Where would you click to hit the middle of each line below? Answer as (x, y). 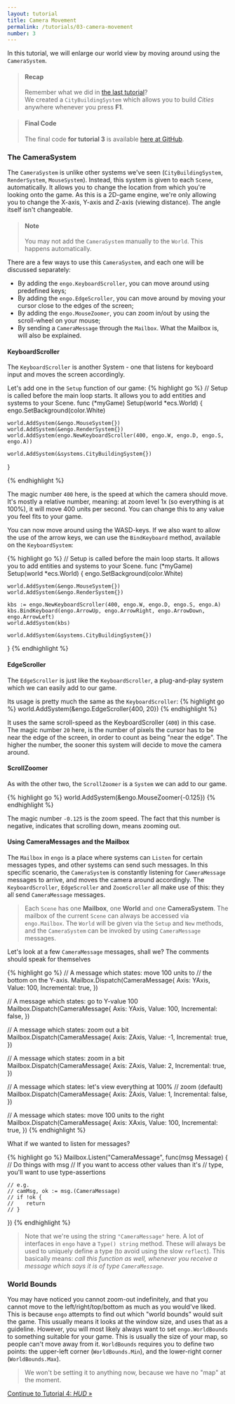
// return (26, 1203)
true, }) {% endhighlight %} (47, 1130)
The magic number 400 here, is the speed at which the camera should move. (117, 494)
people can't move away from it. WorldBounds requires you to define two (111, 1344)
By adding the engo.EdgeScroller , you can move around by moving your (121, 298)
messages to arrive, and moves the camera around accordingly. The (106, 879)
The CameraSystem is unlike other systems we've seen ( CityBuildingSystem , (115, 172)
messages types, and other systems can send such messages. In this (108, 865)
